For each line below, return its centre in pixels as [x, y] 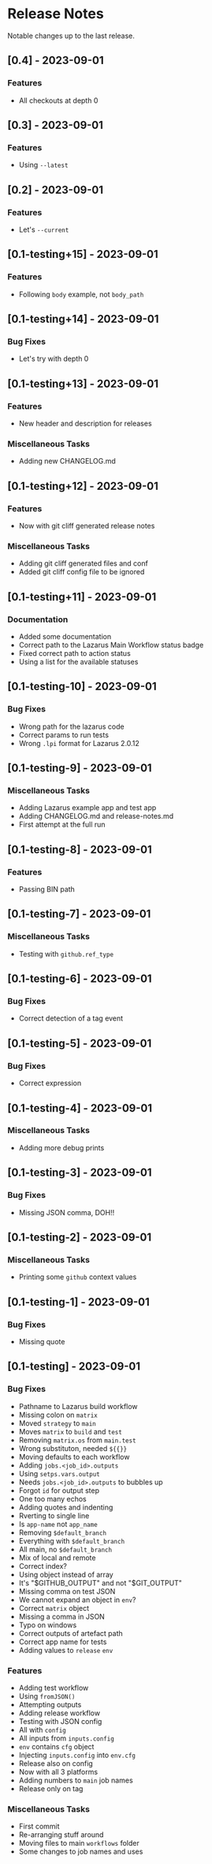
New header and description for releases [85, 423]
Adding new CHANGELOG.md [67, 461]
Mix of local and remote [57, 1557]
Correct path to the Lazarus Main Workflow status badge [111, 645]
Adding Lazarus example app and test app [87, 808]
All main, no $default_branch [65, 1549]
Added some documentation [65, 637]
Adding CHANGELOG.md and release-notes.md [96, 816]
